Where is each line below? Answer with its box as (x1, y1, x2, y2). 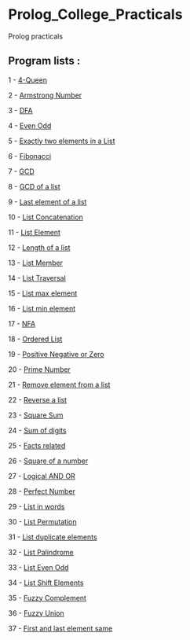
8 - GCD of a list (8, 182, 60, 191)
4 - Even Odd (8, 120, 52, 131)
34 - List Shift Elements (8, 578, 84, 587)
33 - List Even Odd (8, 562, 69, 572)
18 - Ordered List (8, 334, 63, 344)
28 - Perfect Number (8, 486, 76, 496)
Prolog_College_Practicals (8, 6, 183, 24)
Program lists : (8, 54, 81, 68)
